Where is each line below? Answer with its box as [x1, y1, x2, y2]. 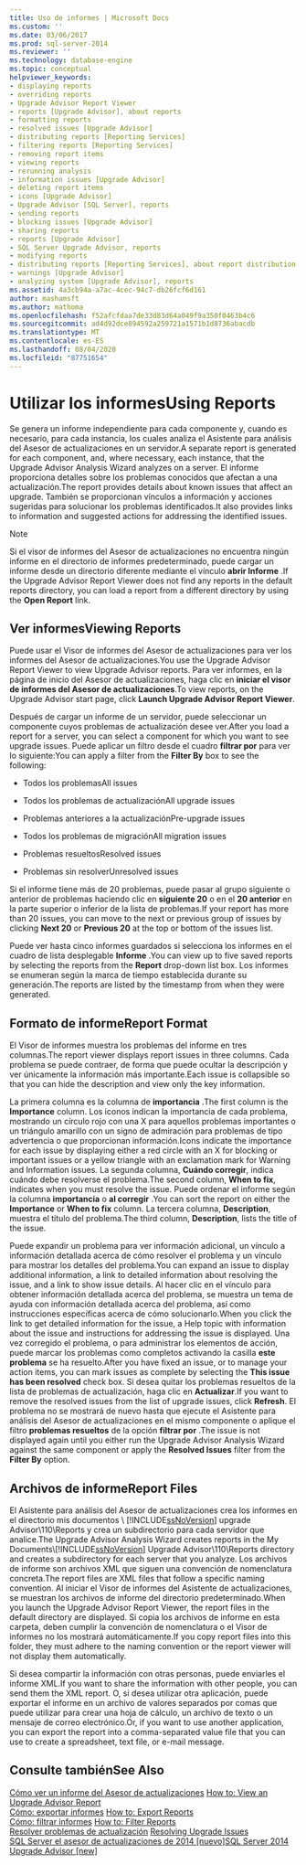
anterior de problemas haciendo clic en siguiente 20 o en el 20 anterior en [9, 893, 292, 905]
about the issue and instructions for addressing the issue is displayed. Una [9, 1327, 290, 1339]
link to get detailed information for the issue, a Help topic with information [9, 1318, 287, 1329]
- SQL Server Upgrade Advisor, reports [9, 243, 162, 252]
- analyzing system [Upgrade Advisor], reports [9, 277, 195, 286]
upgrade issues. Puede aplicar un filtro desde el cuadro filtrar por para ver [9, 741, 290, 751]
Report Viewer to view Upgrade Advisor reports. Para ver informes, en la [9, 665, 282, 676]
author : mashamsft [9, 293, 79, 303]
